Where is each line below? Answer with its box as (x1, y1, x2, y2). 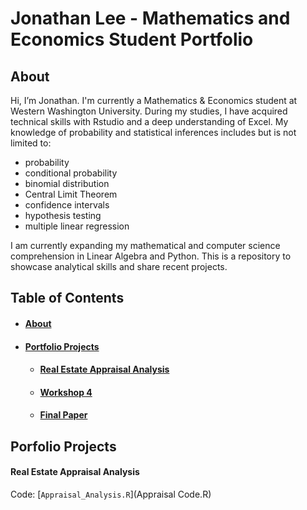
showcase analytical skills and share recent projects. (10, 261, 228, 272)
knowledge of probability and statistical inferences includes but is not (10, 127, 297, 138)
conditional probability (24, 167, 118, 179)
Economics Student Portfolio (10, 28, 254, 51)
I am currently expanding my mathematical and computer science (10, 240, 281, 251)
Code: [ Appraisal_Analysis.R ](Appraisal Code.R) (10, 488, 212, 500)
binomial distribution (24, 178, 110, 189)
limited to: (10, 137, 52, 149)
